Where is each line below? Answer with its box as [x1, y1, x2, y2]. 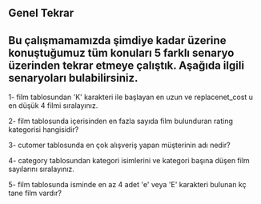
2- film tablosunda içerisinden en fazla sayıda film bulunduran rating [8, 116, 234, 126]
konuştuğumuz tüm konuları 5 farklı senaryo [8, 46, 235, 59]
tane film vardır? [8, 188, 62, 198]
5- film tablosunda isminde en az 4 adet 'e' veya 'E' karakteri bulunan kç [8, 180, 247, 190]
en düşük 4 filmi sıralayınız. [8, 101, 98, 110]
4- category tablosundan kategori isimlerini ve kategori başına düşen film [8, 156, 250, 166]
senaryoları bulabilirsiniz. [8, 71, 139, 85]
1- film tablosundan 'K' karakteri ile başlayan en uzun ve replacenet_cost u [8, 92, 254, 102]
